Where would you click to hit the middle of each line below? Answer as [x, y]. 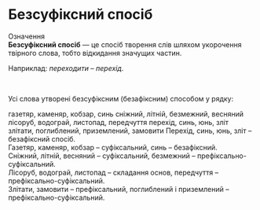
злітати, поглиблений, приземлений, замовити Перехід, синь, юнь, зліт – [130, 131]
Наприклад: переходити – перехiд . [66, 68]
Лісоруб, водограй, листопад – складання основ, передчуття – [113, 172]
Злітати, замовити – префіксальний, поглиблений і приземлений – [119, 189]
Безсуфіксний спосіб [81, 15]
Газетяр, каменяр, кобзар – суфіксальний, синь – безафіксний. [113, 147]
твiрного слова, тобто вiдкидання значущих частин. [95, 53]
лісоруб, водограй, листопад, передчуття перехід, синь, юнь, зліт [119, 122]
